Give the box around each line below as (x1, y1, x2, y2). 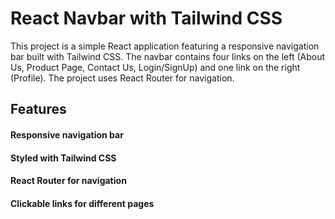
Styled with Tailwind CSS (10, 152, 117, 164)
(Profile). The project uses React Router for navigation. (10, 72, 235, 84)
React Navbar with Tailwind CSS (10, 7, 283, 30)
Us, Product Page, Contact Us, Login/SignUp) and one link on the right (10, 61, 301, 73)
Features (10, 101, 67, 118)
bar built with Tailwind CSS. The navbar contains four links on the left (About (10, 50, 326, 62)
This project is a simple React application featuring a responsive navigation (10, 40, 320, 52)
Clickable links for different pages (10, 197, 155, 209)
